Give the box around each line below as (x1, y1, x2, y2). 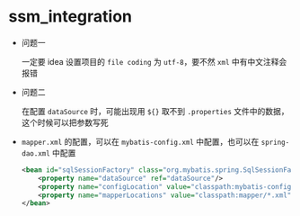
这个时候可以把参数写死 (21, 117, 109, 128)
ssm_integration (8, 6, 132, 27)
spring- (260, 138, 290, 147)
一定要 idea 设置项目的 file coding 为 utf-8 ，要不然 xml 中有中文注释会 (21, 56, 287, 67)
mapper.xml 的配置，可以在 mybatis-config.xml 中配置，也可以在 (21, 136, 260, 147)
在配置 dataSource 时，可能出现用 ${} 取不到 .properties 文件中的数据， (21, 105, 289, 116)
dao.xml (21, 148, 50, 158)
